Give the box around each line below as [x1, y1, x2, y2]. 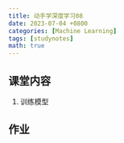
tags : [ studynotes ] [8, 34, 74, 43]
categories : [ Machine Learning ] [8, 27, 117, 35]
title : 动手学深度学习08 [8, 11, 83, 20]
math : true [8, 42, 45, 50]
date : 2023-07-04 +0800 [8, 19, 89, 27]
